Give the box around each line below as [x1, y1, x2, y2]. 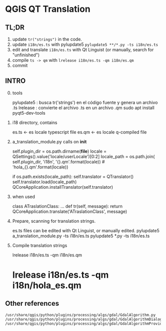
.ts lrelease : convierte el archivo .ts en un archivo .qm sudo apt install [12, 105, 155, 111]
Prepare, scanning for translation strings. [12, 218, 96, 224]
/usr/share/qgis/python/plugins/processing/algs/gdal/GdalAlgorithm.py [5, 312, 156, 317]
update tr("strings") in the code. [12, 36, 83, 42]
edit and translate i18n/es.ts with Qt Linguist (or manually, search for [12, 47, 154, 52]
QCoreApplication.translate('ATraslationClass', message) [12, 208, 127, 214]
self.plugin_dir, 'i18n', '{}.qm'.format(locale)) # [12, 159, 105, 165]
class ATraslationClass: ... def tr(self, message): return [12, 203, 123, 209]
